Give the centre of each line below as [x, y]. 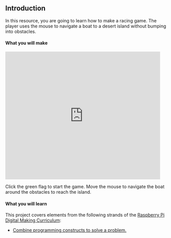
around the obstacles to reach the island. [48, 192]
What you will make [27, 43]
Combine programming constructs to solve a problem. [69, 230]
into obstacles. [21, 31]
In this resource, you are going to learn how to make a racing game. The [81, 20]
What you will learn [26, 203]
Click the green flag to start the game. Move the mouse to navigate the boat [85, 187]
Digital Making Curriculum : [33, 220]
